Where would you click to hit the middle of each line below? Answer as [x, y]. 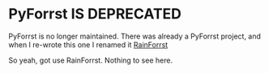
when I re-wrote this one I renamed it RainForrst [88, 44]
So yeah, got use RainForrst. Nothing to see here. [90, 60]
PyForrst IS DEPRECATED [95, 14]
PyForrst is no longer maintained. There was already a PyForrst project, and [135, 36]
